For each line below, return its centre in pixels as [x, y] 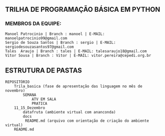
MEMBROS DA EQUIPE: [33, 24]
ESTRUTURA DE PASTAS [44, 71]
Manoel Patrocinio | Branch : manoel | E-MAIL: [55, 34]
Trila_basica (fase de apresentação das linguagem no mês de [78, 86]
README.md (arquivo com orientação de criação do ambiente [87, 121]
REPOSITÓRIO [17, 82]
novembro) [15, 90]
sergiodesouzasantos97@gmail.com [40, 47]
